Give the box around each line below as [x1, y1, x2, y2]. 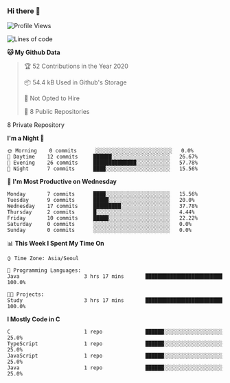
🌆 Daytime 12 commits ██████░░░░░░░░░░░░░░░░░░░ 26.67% [7, 154, 198, 161]
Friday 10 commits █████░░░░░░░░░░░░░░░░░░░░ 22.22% [7, 215, 198, 222]
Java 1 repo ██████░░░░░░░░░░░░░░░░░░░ [7, 364, 223, 371]
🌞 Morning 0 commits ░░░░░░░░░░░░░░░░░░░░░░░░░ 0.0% [7, 148, 194, 154]
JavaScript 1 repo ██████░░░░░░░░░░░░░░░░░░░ [7, 353, 223, 360]
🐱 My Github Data [7, 48, 60, 57]
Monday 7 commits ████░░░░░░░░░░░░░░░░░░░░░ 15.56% [7, 191, 198, 198]
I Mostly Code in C [7, 315, 60, 323]
